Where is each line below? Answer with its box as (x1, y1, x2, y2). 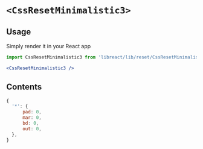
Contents (6, 82, 42, 92)
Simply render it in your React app (6, 43, 91, 49)
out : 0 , (22, 125, 42, 132)
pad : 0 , (22, 109, 42, 115)
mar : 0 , (22, 115, 42, 121)
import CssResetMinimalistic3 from (6, 54, 96, 60)
